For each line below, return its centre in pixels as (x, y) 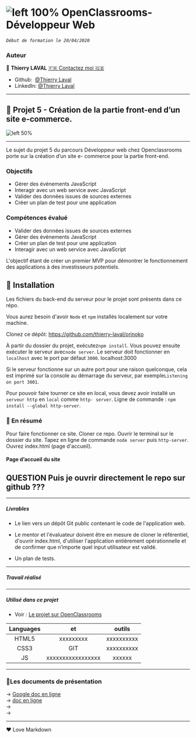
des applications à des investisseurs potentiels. (63, 267)
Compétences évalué (37, 218)
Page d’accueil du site (33, 459)
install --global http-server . (43, 406)
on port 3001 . (22, 382)
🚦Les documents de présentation (54, 681)
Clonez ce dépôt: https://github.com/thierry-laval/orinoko (75, 334)
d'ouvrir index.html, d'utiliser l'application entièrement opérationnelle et (100, 541)
